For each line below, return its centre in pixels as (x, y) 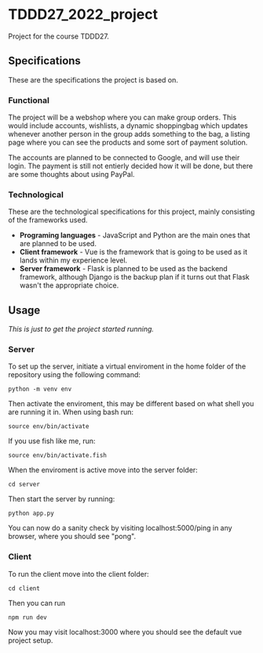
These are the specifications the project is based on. (93, 79)
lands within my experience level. (73, 260)
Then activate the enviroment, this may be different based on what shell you (131, 404)
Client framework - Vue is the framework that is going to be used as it (133, 252)
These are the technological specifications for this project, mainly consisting (131, 212)
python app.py (31, 514)
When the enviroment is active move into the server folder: (103, 470)
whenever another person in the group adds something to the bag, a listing (129, 134)
